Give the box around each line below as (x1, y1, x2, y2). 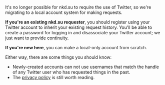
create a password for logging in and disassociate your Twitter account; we (5, 30, 160, 35)
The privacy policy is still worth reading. (12, 75, 95, 80)
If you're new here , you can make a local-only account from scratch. (5, 45, 147, 50)
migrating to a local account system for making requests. (5, 9, 122, 15)
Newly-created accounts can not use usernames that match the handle (12, 64, 159, 70)
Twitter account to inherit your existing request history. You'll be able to (5, 24, 152, 30)
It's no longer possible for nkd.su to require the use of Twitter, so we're (5, 4, 151, 10)
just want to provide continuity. (5, 35, 69, 41)
